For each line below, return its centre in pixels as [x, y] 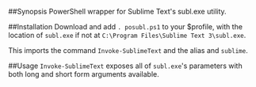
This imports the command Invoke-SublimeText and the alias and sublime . [128, 50]
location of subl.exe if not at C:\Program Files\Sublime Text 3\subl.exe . [127, 35]
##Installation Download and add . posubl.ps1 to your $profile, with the [126, 26]
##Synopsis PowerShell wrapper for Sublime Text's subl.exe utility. [118, 11]
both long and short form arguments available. [84, 74]
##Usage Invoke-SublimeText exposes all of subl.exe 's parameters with [126, 66]
